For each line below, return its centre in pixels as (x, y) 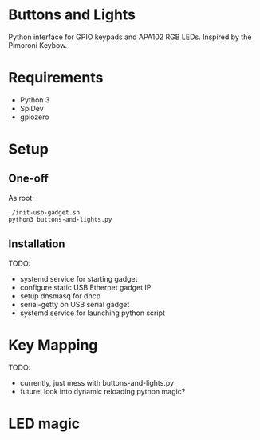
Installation (37, 244)
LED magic (44, 424)
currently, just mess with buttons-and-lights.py (97, 382)
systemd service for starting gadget (79, 278)
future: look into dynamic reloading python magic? (102, 391)
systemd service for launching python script (93, 313)
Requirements (56, 78)
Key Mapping (53, 345)
